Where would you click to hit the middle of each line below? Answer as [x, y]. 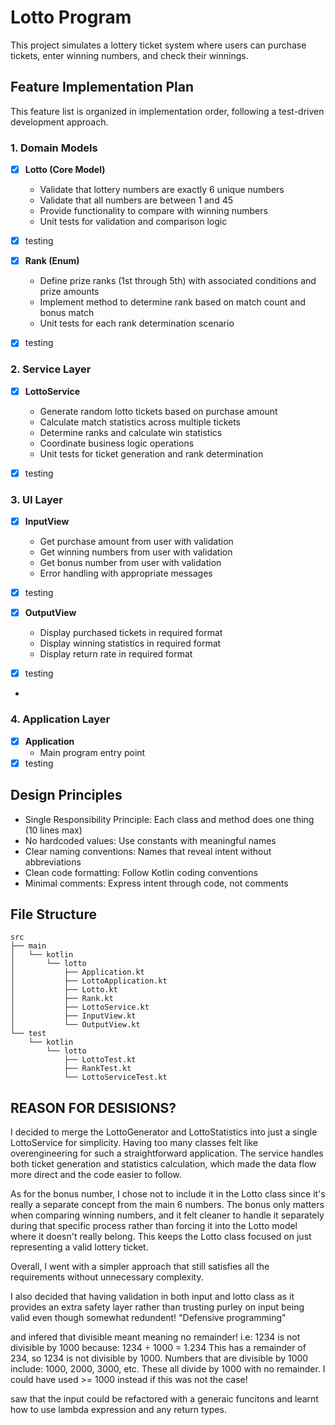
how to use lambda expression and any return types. [118, 1410]
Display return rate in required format [116, 654]
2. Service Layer [51, 369]
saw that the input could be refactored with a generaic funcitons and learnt [164, 1399]
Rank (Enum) [52, 261]
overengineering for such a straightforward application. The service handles [167, 1153]
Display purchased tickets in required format [131, 633]
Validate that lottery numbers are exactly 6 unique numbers [162, 190]
